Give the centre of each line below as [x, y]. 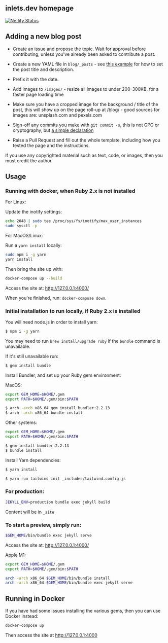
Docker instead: [22, 616]
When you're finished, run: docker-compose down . [56, 298]
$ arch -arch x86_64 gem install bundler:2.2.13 [58, 408]
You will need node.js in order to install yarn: [52, 322]
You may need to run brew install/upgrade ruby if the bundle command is [83, 341]
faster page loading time [38, 94]
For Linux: [16, 202]
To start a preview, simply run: [43, 525]
